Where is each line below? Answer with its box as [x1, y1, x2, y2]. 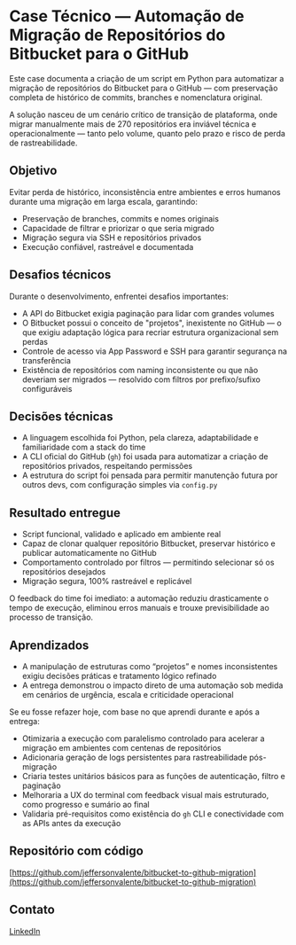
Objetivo [9, 163, 58, 178]
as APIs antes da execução [21, 818, 121, 828]
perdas [21, 336, 49, 347]
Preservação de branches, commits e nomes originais [21, 213, 220, 223]
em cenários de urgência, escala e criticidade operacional [21, 690, 234, 699]
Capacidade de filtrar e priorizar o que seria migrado [21, 223, 214, 233]
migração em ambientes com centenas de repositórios [21, 743, 222, 753]
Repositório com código [9, 844, 144, 859]
